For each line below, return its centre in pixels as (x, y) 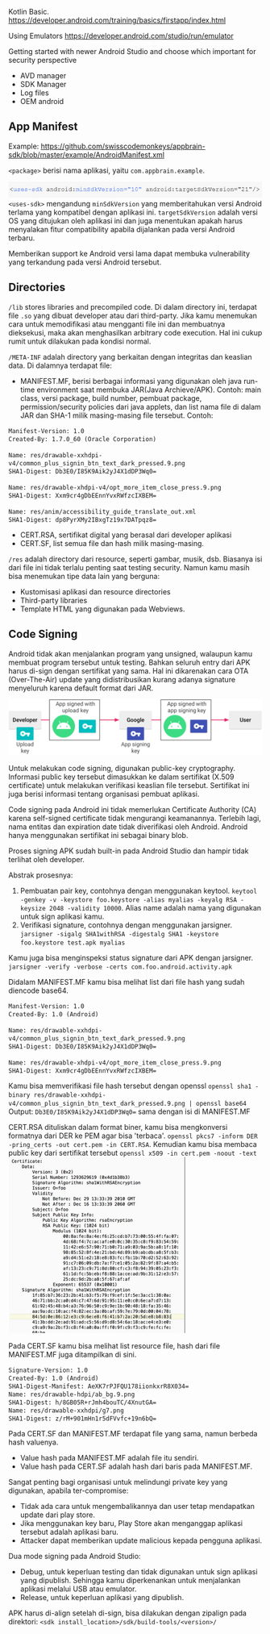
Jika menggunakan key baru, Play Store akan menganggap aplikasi (131, 1523)
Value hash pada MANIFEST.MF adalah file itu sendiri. (109, 1457)
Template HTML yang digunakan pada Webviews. (102, 609)
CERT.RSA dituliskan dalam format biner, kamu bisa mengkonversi (118, 1127)
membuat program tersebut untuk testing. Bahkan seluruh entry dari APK (129, 662)
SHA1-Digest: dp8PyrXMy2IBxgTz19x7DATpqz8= (83, 519)
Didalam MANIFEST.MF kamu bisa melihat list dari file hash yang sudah (127, 982)
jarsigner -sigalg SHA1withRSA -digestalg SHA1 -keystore (119, 934)
